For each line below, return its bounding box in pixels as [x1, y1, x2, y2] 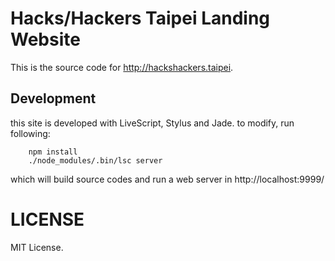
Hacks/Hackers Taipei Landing [10, 7, 271, 30]
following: [10, 127, 51, 139]
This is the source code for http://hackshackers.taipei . [10, 61, 234, 73]
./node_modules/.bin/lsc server [28, 155, 163, 166]
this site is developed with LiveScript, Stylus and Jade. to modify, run [10, 117, 295, 129]
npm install [28, 147, 78, 157]
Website [10, 28, 81, 51]
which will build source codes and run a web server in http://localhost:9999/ [10, 173, 325, 185]
